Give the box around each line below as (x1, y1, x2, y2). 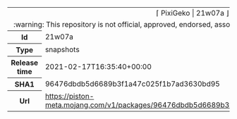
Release (11, 58, 39, 68)
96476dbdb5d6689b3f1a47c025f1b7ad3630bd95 (44, 79, 220, 89)
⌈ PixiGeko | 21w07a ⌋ (156, 8, 229, 18)
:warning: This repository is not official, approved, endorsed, (13, 20, 213, 29)
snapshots (44, 45, 80, 54)
